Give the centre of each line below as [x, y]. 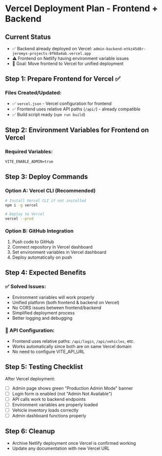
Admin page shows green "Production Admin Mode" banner [72, 388]
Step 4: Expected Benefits [46, 273]
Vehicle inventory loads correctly [45, 410]
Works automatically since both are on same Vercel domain [72, 346]
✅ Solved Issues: [26, 287]
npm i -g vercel [21, 205]
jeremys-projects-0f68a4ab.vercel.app [51, 54]
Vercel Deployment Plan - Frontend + [81, 9]
